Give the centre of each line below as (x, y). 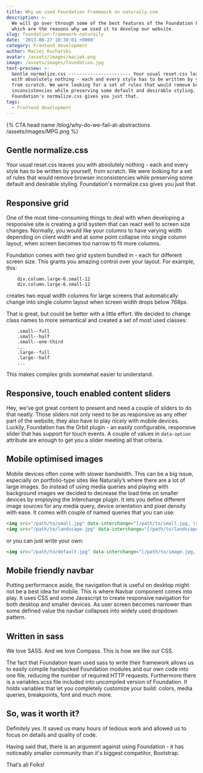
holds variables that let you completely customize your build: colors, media (99, 688)
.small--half (34, 337)
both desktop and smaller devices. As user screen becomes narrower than (99, 604)
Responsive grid (37, 203)
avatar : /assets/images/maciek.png (51, 57)
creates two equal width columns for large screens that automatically (92, 296)
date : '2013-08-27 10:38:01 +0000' (51, 40)
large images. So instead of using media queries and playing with (87, 486)
